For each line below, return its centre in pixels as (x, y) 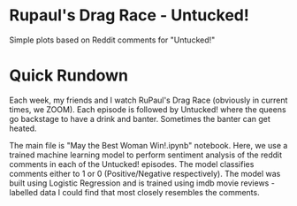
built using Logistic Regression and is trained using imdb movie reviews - (142, 183)
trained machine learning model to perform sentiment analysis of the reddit (146, 155)
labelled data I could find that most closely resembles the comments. (134, 192)
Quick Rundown (69, 76)
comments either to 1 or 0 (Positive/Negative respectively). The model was (145, 173)
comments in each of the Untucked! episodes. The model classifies (132, 164)
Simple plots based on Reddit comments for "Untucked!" (112, 40)
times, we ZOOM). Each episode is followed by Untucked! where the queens (148, 109)
